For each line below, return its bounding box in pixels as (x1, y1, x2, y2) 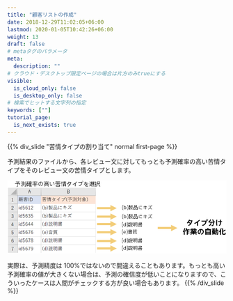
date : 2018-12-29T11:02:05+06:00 (7, 18, 104, 26)
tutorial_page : (7, 114, 51, 121)
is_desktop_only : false (13, 92, 82, 99)
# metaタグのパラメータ (7, 48, 67, 55)
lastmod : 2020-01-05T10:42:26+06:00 (7, 26, 113, 33)
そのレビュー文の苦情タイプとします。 (25, 166, 135, 174)
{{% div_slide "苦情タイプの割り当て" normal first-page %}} (7, 142, 178, 150)
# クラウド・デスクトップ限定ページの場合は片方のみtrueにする (7, 70, 166, 77)
